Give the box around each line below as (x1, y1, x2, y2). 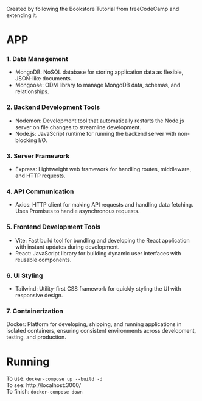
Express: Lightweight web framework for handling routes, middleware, (15, 166, 192, 173)
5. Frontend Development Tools (6, 222, 101, 231)
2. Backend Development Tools (6, 103, 100, 112)
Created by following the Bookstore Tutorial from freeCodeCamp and (6, 5, 179, 12)
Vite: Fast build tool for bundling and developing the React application (15, 236, 190, 244)
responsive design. (15, 291, 63, 299)
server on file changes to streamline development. (15, 123, 142, 130)
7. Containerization (6, 307, 64, 315)
